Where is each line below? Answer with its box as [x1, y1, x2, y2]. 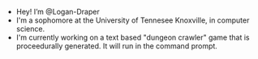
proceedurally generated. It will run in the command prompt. [15, 41, 217, 51]
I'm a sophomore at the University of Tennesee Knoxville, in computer [15, 15, 250, 25]
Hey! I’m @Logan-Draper [15, 7, 100, 16]
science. [15, 24, 45, 33]
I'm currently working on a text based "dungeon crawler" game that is [15, 32, 250, 42]
